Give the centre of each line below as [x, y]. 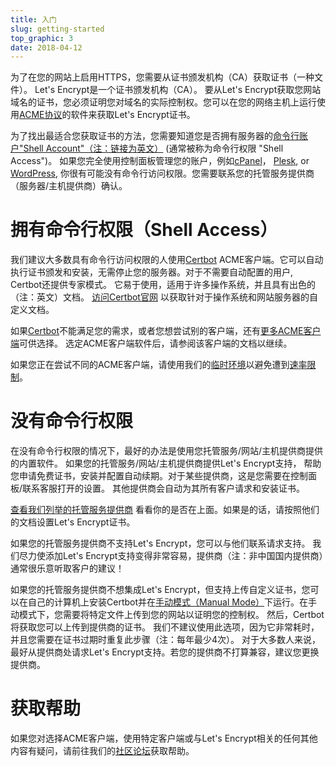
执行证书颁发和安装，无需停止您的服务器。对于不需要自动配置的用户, [152, 272]
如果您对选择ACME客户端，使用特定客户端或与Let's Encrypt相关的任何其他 [164, 738]
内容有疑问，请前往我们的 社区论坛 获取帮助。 [102, 751]
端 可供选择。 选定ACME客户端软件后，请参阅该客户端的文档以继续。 [151, 343]
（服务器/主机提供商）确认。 [69, 186]
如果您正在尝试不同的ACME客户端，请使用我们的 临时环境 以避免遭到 [150, 365]
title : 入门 [33, 19]
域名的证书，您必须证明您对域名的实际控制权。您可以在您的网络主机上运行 [163, 102]
